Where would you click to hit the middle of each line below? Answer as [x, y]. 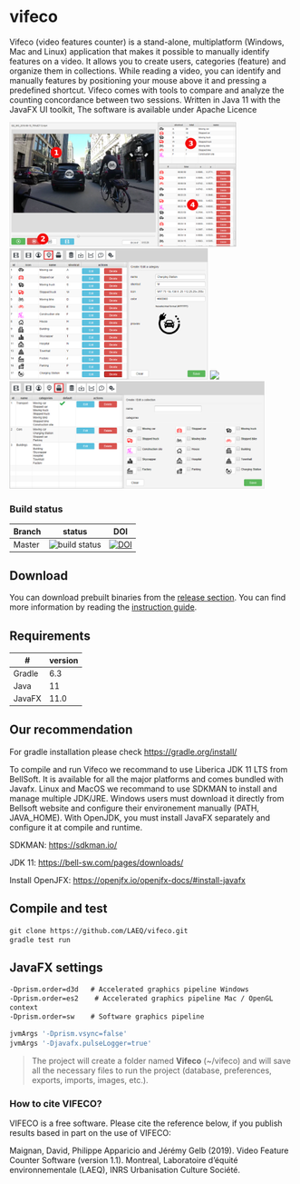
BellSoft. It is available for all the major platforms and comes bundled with [146, 779]
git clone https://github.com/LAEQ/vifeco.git [99, 930]
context [24, 1008]
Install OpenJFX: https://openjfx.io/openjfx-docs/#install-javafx [128, 880]
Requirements [50, 636]
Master [26, 544]
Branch [27, 531]
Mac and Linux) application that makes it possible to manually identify [140, 51]
